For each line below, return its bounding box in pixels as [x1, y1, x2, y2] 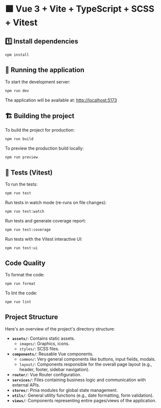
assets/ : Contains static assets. [12, 335, 75, 341]
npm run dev [5, 88, 29, 93]
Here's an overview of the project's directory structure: [5, 326, 115, 331]
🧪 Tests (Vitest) [5, 168, 53, 176]
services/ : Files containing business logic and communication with [12, 377, 146, 383]
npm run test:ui [5, 245, 38, 251]
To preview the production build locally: [5, 145, 84, 151]
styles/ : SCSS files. [19, 346, 60, 351]
